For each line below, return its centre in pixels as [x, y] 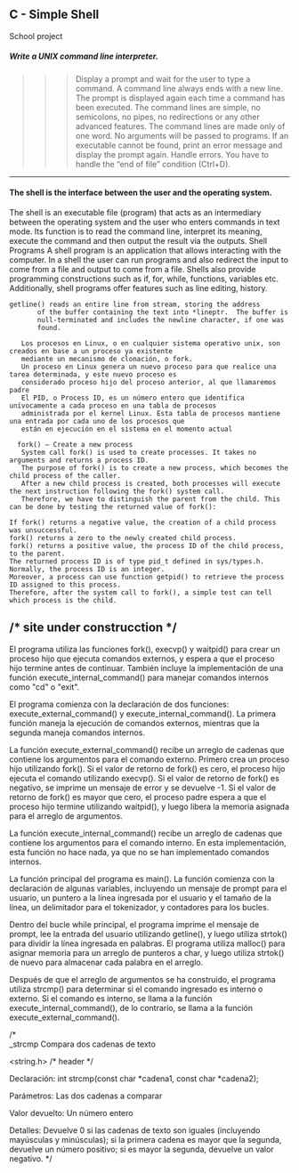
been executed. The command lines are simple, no [168, 107]
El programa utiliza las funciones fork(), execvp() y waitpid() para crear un [145, 649]
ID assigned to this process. [65, 585]
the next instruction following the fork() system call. [117, 491]
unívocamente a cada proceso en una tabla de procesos [113, 405]
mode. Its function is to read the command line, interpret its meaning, [136, 231]
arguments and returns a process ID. [79, 460]
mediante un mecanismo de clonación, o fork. [107, 359]
